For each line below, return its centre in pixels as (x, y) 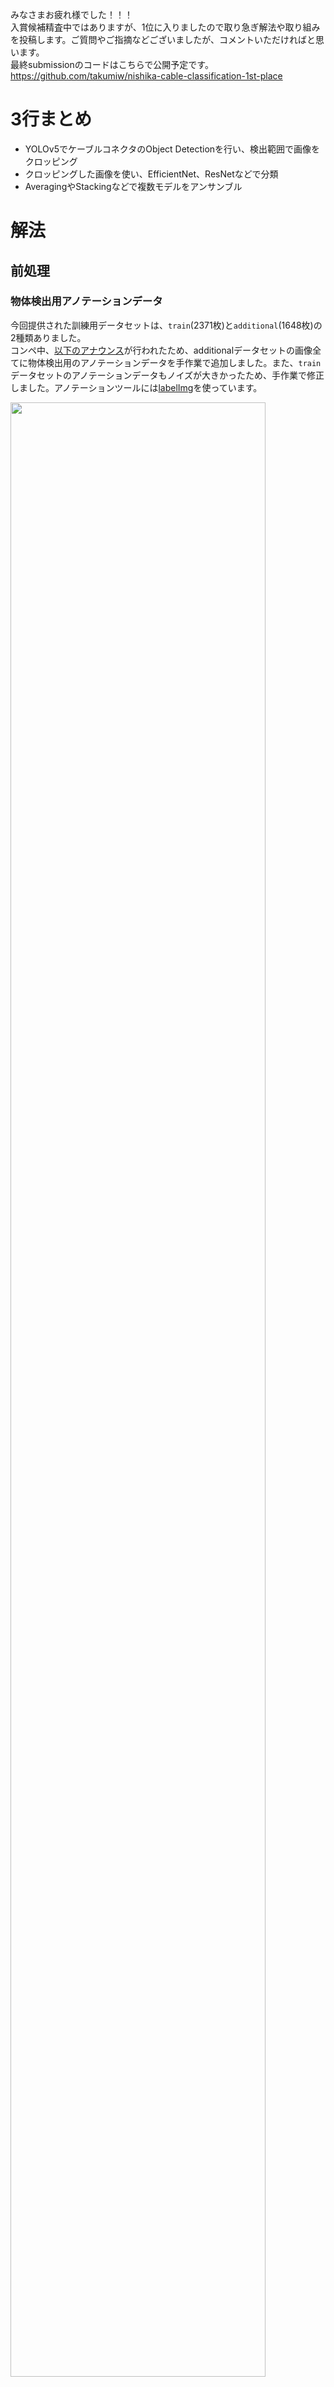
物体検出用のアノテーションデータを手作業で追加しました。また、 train (174, 362)
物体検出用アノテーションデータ (86, 301)
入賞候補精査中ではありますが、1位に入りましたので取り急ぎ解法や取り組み (165, 27)
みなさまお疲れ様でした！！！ (71, 14)
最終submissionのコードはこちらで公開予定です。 (112, 64)
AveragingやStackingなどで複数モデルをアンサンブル (133, 186)
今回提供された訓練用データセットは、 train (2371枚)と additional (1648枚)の (166, 325)
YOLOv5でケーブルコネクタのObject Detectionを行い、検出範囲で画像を (172, 149)
